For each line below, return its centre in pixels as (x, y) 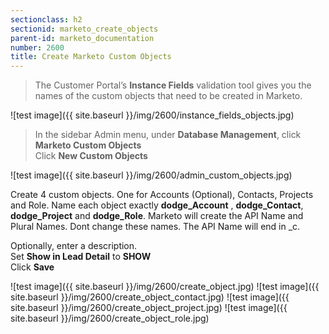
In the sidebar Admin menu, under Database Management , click (168, 135)
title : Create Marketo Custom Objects (91, 57)
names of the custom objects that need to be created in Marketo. (168, 96)
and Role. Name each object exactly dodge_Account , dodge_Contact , (157, 205)
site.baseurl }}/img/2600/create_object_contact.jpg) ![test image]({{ (150, 297)
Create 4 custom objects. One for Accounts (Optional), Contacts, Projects (162, 195)
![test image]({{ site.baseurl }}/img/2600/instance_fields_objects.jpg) (152, 115)
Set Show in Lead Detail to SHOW (81, 257)
